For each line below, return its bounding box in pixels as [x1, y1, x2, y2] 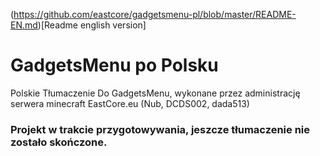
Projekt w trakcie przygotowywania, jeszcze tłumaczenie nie [10, 122, 311, 136]
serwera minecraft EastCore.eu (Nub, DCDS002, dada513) [10, 97, 250, 109]
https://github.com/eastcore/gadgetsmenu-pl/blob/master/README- [13, 9, 297, 20]
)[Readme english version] [37, 19, 147, 31]
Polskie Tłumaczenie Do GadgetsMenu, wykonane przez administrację [10, 87, 301, 99]
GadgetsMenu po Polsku [10, 54, 219, 77]
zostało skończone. [10, 135, 108, 149]
